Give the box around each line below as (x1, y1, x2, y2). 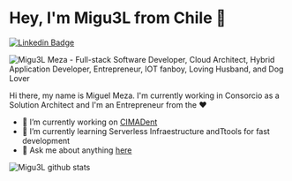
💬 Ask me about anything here (21, 145, 132, 155)
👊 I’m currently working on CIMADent (21, 117, 158, 127)
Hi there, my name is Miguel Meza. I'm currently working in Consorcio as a (9, 90, 280, 101)
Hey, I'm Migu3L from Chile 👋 (9, 8, 227, 28)
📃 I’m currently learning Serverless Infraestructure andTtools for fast (21, 125, 271, 136)
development (21, 135, 71, 146)
